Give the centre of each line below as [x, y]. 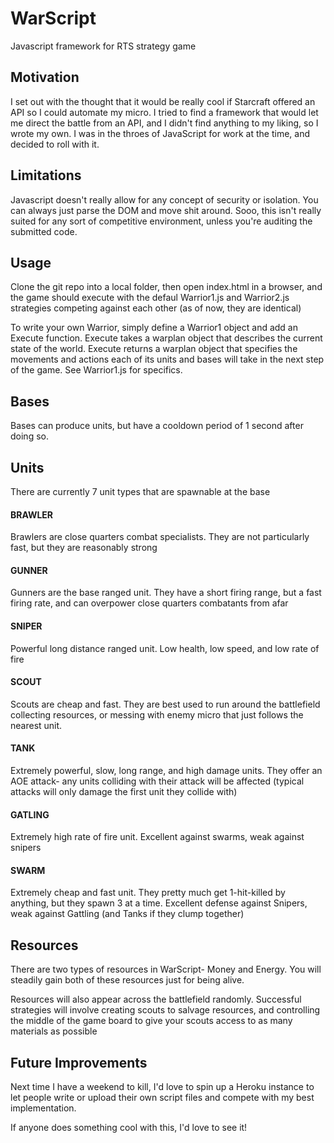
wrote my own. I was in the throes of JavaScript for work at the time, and [160, 133]
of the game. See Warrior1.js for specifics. [96, 370]
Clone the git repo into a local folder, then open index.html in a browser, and [166, 287]
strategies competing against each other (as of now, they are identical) [156, 308]
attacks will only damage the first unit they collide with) [124, 792]
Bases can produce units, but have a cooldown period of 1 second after [157, 426]
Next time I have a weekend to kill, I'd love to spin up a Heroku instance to [162, 1087]
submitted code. [44, 231]
